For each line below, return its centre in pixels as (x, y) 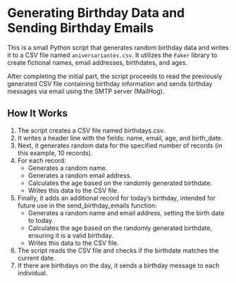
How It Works (38, 113)
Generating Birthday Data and (96, 13)
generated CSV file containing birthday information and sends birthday (110, 83)
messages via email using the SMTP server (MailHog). (86, 91)
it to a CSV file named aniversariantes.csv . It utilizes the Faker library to (112, 55)
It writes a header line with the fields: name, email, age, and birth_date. (120, 138)
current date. (36, 258)
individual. (32, 272)
